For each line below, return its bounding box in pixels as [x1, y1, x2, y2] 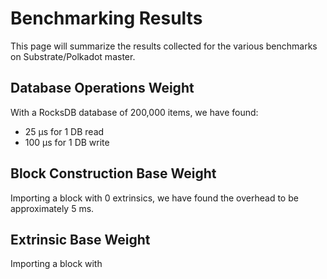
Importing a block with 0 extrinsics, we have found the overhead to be [10, 192, 299, 204]
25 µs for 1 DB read [24, 125, 105, 137]
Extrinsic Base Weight [10, 231, 151, 248]
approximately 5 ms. [10, 202, 95, 214]
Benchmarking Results [10, 7, 203, 30]
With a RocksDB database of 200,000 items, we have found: [10, 106, 259, 118]
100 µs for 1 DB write [24, 136, 110, 148]
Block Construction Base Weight [10, 165, 217, 182]
